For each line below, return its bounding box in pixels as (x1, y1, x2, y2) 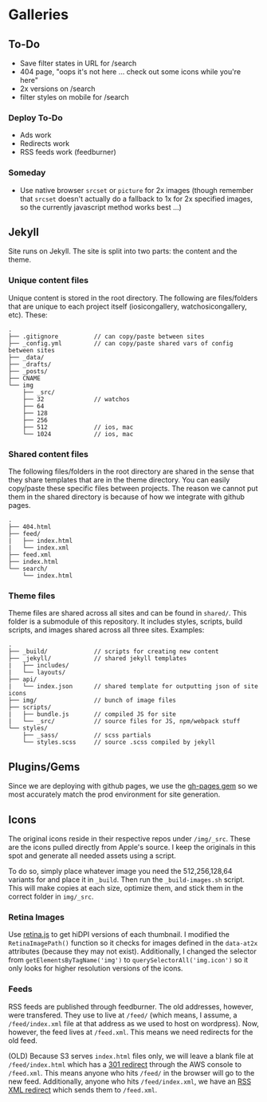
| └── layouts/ (8, 668, 66, 677)
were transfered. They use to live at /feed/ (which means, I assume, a (8, 1010, 238, 1020)
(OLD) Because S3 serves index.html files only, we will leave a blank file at (8, 1051, 253, 1061)
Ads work (19, 130, 52, 140)
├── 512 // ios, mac (22, 423, 134, 431)
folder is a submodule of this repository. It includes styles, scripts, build (8, 616, 243, 627)
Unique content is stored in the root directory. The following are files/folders (8, 293, 258, 302)
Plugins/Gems (8, 760, 80, 773)
